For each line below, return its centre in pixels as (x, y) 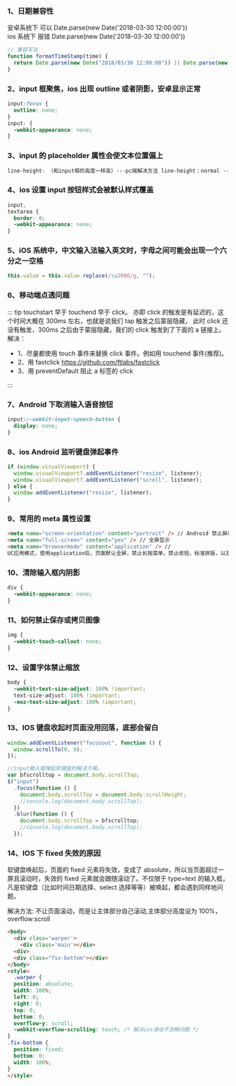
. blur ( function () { (44, 814)
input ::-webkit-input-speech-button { (64, 419)
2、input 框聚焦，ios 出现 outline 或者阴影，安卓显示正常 (104, 89)
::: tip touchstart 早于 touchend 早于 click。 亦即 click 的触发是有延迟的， (112, 312)
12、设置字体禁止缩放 (44, 667)
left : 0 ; (26, 997)
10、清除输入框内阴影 (44, 573)
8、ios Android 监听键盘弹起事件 (63, 452)
